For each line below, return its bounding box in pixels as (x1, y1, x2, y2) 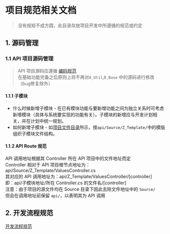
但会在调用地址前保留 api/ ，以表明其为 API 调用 (5, 192, 106, 198)
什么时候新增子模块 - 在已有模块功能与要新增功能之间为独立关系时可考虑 (12, 105, 164, 111)
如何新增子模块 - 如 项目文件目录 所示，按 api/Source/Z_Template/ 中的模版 (12, 124, 165, 130)
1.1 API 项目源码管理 (5, 55, 54, 62)
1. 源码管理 (5, 39, 39, 47)
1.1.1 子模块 (5, 93, 28, 99)
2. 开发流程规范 (5, 209, 53, 217)
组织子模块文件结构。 (12, 130, 57, 137)
